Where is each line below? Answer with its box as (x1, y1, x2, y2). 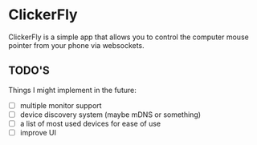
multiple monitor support (19, 100, 102, 110)
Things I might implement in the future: (8, 85, 137, 95)
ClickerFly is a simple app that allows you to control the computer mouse (8, 32, 249, 42)
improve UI (19, 127, 57, 137)
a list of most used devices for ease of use (19, 119, 161, 128)
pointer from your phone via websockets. (8, 40, 145, 50)
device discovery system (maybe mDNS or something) (19, 110, 202, 119)
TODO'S (8, 64, 50, 78)
